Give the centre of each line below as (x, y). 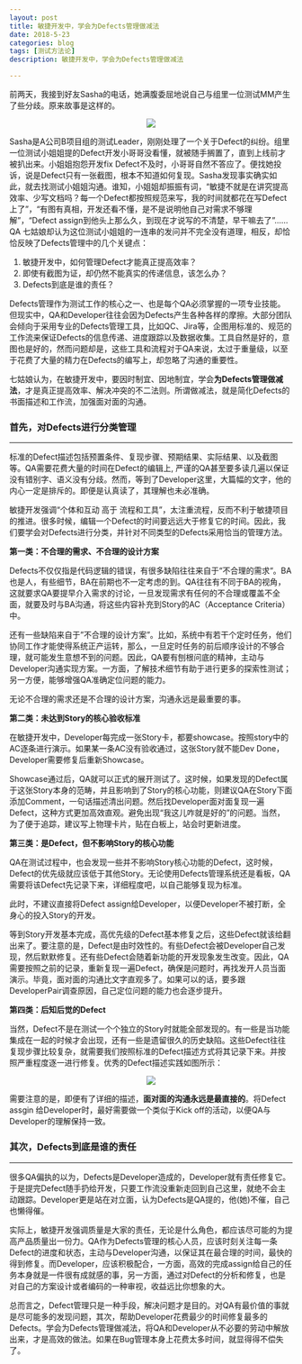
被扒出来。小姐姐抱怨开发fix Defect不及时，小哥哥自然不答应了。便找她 (142, 164)
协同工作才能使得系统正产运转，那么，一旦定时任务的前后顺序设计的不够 (143, 646)
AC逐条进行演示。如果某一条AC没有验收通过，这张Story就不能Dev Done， (147, 749)
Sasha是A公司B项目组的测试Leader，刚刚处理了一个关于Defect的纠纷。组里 (150, 141)
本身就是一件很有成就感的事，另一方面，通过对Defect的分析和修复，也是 (151, 1275)
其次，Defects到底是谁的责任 (73, 1147)
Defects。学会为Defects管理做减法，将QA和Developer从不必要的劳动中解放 (149, 1328)
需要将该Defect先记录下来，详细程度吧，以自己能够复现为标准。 (128, 885)
